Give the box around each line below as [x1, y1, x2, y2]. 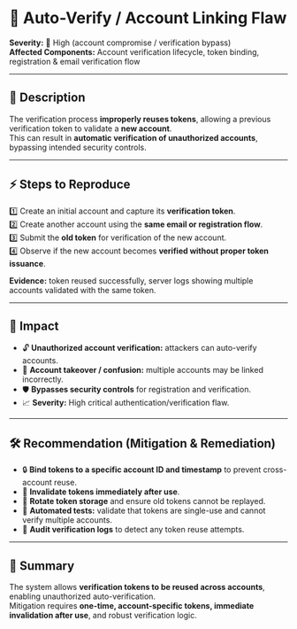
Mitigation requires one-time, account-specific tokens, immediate [9, 601, 255, 610]
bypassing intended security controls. [9, 142, 148, 152]
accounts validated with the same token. [9, 284, 156, 295]
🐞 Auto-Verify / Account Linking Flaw [9, 8, 287, 28]
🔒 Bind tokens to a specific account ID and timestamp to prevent [21, 464, 262, 475]
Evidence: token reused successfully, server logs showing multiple [9, 275, 254, 286]
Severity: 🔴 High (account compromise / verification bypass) [9, 37, 232, 48]
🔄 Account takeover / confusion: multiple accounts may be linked [21, 365, 263, 376]
